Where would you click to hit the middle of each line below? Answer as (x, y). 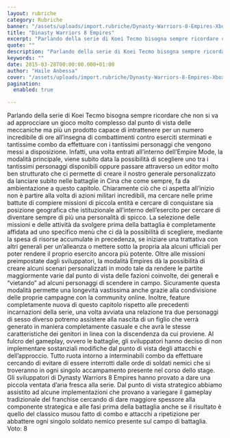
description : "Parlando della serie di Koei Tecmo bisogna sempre (104, 52)
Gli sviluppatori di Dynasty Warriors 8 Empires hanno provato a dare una (109, 378)
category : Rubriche (35, 20)
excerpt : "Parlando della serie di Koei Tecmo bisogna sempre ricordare (113, 39)
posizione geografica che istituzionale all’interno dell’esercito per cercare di (114, 210)
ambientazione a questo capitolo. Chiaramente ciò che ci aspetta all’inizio (111, 188)
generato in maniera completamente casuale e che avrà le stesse (99, 327)
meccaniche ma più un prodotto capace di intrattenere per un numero (105, 130)
